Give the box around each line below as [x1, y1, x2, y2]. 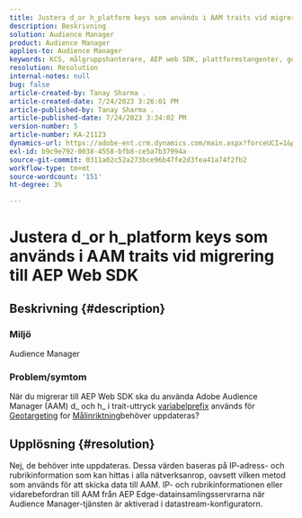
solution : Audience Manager [9, 30, 115, 39]
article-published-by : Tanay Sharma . [9, 105, 155, 114]
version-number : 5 [9, 122, 78, 131]
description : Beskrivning [9, 22, 106, 31]
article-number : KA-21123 [9, 130, 106, 139]
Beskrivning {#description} [9, 300, 166, 316]
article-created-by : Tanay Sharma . [9, 88, 147, 97]
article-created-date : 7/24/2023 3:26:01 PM [9, 96, 179, 106]
